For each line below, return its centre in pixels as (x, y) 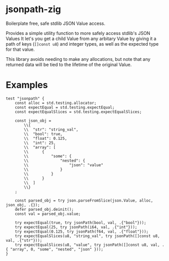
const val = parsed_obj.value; (48, 214)
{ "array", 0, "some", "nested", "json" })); (54, 249)
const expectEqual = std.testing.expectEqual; (65, 107)
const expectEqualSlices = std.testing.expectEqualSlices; (78, 112)
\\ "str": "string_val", (51, 129)
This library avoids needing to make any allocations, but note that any (78, 59)
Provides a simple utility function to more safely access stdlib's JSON (78, 33)
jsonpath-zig (33, 9)
